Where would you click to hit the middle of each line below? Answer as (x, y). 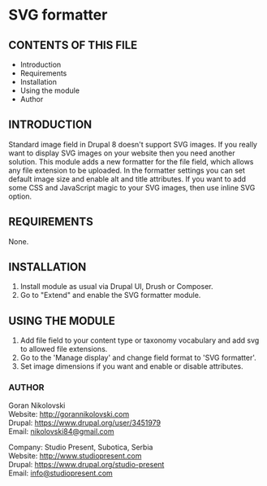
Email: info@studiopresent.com (61, 473)
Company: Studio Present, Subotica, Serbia (81, 447)
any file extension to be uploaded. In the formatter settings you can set (127, 170)
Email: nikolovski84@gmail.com (61, 431)
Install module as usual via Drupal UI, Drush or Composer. (116, 287)
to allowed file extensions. (64, 349)
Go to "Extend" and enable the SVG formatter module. (110, 296)
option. (20, 196)
